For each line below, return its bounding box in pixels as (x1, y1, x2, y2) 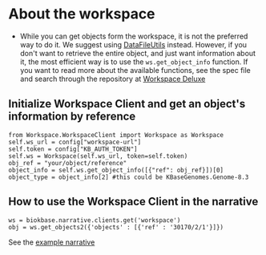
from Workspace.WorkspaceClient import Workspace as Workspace (8, 131, 224, 139)
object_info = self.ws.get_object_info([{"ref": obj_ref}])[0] (8, 166, 224, 174)
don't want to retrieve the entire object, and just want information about (19, 48, 256, 58)
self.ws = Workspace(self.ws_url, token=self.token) (8, 152, 188, 160)
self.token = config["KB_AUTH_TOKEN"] (8, 145, 138, 153)
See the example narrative (8, 237, 95, 247)
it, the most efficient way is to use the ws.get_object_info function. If (19, 57, 248, 67)
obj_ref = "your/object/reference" (8, 159, 127, 167)
